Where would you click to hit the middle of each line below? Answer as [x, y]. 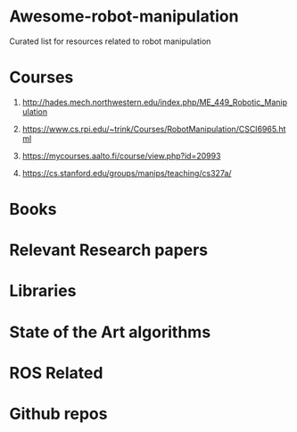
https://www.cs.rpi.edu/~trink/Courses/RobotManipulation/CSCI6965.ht [154, 129]
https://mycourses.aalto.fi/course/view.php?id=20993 [121, 156]
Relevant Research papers [109, 250]
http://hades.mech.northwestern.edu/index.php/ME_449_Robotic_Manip [155, 102]
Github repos [58, 414]
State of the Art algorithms [110, 332]
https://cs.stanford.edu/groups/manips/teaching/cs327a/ [127, 173]
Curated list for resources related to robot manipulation [110, 41]
